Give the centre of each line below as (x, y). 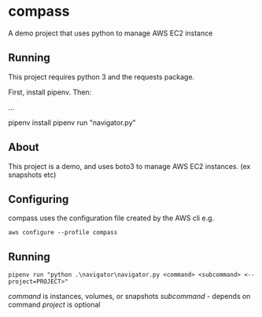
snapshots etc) (32, 175)
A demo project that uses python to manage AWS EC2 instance (111, 33)
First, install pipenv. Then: (50, 92)
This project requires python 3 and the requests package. (101, 76)
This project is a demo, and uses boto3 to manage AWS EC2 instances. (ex (129, 166)
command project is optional (54, 304)
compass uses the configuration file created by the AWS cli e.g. (111, 218)
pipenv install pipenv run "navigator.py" (72, 122)
